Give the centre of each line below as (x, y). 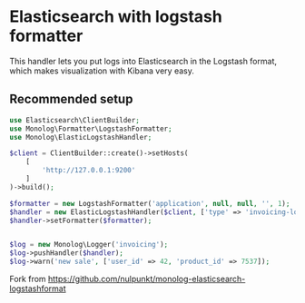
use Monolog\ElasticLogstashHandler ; (81, 137)
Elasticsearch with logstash (116, 17)
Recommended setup (71, 99)
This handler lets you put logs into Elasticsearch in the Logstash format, (143, 61)
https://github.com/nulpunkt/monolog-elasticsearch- (147, 279)
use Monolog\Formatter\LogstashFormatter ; (91, 129)
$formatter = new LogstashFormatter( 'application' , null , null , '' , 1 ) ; (150, 203)
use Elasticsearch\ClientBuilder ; (75, 120)
